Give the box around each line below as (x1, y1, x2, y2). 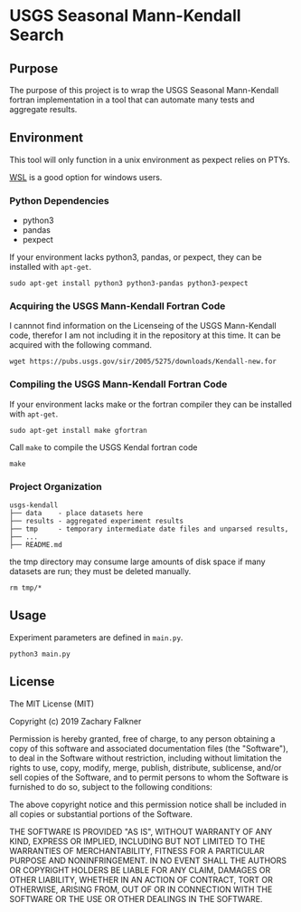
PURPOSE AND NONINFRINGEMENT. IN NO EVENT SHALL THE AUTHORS (9, 855, 287, 866)
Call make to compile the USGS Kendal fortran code (9, 441, 198, 453)
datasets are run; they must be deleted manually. (9, 566, 192, 576)
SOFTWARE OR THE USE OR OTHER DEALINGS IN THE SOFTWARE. (9, 893, 263, 904)
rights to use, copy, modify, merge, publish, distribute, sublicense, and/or (9, 762, 282, 773)
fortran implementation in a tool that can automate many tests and (9, 94, 255, 105)
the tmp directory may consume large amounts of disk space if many (9, 556, 266, 567)
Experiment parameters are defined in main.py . (9, 631, 183, 643)
